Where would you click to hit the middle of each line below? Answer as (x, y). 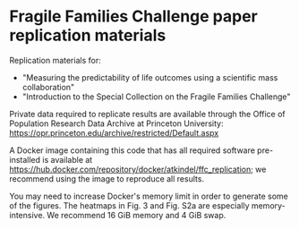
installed (25, 159)
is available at (68, 159)
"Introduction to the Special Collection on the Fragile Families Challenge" (156, 97)
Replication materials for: (55, 60)
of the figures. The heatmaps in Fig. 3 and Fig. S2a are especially (129, 205)
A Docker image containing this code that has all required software (132, 150)
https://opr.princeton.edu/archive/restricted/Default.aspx (114, 132)
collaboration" (48, 87)
